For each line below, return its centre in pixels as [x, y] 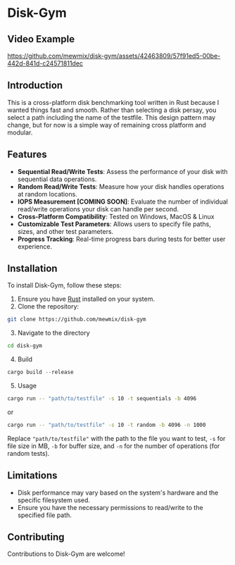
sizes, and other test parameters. [65, 231]
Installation [32, 269]
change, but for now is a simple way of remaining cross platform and [107, 125]
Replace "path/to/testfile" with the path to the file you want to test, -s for [116, 438]
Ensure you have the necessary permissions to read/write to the [110, 507]
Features [27, 155]
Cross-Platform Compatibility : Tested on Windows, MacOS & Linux [116, 216]
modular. [20, 132]
